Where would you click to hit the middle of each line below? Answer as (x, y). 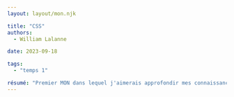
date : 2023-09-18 (32, 52)
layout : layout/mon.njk (42, 14)
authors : (20, 33)
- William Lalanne (40, 39)
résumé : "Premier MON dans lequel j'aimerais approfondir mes (99, 83)
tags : (15, 64)
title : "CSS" (26, 26)
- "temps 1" (31, 71)
